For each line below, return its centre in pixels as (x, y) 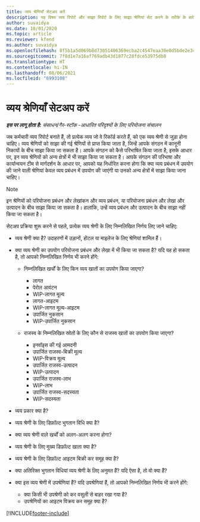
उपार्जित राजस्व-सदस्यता (56, 392)
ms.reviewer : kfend (30, 39)
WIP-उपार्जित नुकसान (54, 321)
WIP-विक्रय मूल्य (49, 359)
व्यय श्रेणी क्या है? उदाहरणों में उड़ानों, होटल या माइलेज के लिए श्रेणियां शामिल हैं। (88, 238)
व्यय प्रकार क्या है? (32, 411)
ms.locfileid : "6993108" (37, 78)
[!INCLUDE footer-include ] (38, 513)
